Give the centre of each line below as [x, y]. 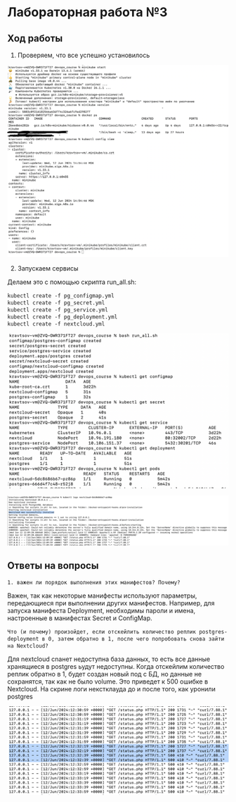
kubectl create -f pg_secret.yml [56, 303]
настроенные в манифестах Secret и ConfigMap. [80, 618]
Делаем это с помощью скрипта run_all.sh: [72, 282]
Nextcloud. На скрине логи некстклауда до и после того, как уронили [111, 689]
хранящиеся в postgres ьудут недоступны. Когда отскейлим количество [116, 666]
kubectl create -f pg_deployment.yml [63, 317]
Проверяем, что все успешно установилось [84, 55]
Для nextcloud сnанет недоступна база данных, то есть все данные [109, 659]
